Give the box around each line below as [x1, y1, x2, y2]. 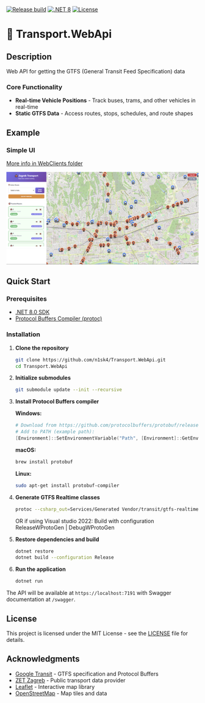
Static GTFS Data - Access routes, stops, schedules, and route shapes [15, 110, 193, 117]
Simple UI [6, 145, 35, 154]
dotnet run [15, 578, 43, 584]
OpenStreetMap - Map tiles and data [15, 690, 107, 697]
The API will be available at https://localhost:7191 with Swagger [6, 589, 172, 597]
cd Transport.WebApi [15, 363, 68, 369]
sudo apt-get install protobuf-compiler [15, 482, 120, 488]
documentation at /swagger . [6, 596, 76, 603]
